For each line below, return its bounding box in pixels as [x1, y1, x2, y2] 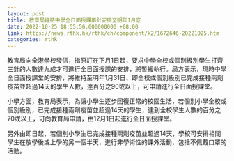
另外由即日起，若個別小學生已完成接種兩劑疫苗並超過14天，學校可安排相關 [7, 130, 221, 138]
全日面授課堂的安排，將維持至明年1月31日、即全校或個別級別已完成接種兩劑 [7, 74, 224, 82]
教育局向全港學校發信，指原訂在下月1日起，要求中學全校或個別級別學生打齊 [7, 56, 224, 65]
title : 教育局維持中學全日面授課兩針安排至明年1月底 [7, 17, 141, 24]
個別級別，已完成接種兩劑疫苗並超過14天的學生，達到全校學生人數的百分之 [7, 106, 221, 114]
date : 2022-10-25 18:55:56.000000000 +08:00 [7, 23, 139, 30]
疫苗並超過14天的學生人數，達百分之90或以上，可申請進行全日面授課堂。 [7, 82, 217, 91]
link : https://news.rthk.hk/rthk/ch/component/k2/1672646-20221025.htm [7, 29, 219, 37]
